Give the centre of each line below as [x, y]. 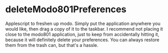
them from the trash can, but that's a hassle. [52, 45]
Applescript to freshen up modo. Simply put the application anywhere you [83, 23]
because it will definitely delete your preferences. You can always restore [82, 40]
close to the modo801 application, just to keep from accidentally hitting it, [82, 34]
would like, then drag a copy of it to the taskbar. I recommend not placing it [84, 29]
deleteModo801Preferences [66, 9]
